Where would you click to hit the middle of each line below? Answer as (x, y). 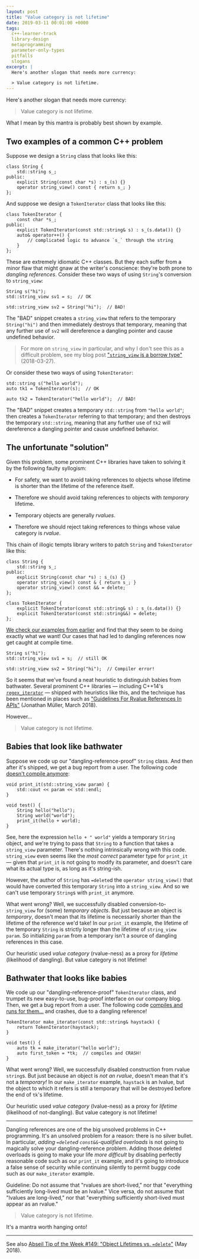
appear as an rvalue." (32, 1204)
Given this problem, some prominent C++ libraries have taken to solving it (96, 462)
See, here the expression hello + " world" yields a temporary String (91, 837)
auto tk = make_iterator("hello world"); (68, 1048)
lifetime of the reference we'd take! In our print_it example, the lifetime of (97, 923)
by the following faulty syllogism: (46, 468)
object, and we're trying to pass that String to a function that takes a (90, 843)
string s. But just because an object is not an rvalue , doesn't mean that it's (97, 1076)
